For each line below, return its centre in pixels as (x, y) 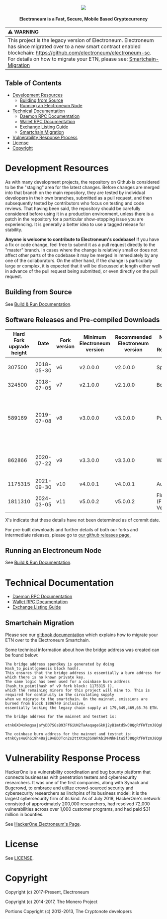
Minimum (95, 337)
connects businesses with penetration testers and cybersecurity (71, 777)
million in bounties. (24, 814)
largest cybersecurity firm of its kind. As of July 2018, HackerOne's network (83, 799)
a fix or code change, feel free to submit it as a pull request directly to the (80, 244)
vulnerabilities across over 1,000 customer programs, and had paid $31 (78, 809)
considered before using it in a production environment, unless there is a (80, 214)
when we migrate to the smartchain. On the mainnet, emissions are (77, 699)
